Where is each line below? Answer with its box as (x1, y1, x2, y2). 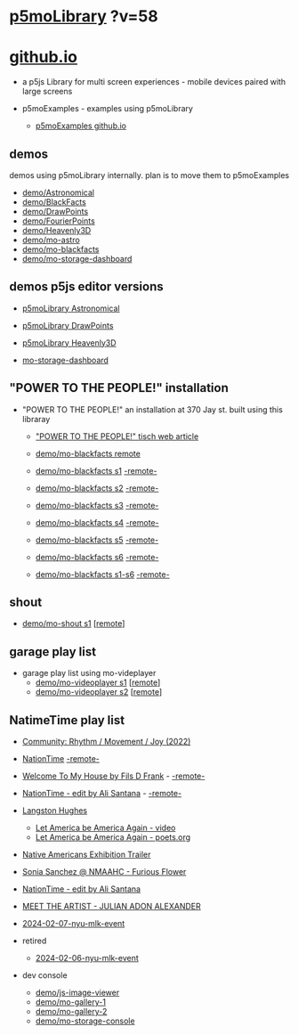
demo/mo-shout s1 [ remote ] (21, 618, 125, 629)
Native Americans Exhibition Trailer (21, 849, 151, 860)
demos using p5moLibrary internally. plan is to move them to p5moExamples (9, 169, 290, 180)
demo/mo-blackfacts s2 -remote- (35, 483, 159, 493)
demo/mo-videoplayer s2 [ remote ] (35, 687, 163, 697)
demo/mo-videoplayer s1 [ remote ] (35, 677, 161, 688)
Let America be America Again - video (35, 822, 176, 833)
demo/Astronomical (21, 187, 95, 198)
